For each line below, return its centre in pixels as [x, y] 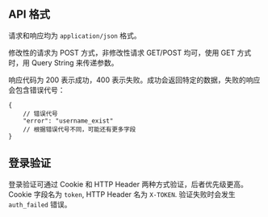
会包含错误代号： [37, 90]
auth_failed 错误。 [40, 204]
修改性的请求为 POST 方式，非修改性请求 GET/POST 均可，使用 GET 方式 [130, 52]
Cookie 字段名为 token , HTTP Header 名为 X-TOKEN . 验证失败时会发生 [122, 194]
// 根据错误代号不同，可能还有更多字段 [80, 129]
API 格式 [29, 15]
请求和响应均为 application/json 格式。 [75, 35]
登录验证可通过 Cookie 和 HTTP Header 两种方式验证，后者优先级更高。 [128, 184]
